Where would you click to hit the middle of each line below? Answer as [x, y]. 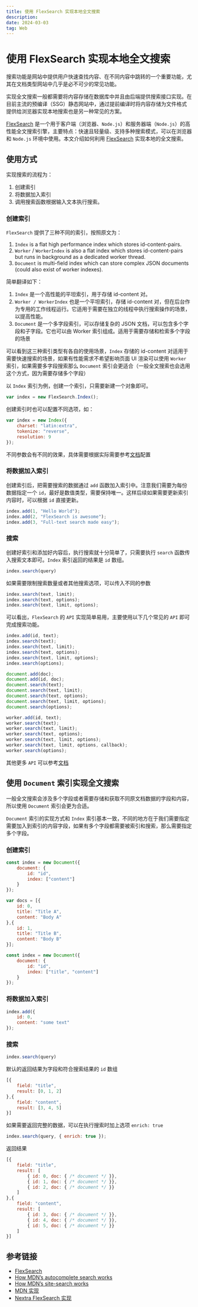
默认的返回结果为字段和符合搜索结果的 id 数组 [62, 1069]
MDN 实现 [27, 1291]
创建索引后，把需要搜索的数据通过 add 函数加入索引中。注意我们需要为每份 [97, 485]
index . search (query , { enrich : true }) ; [57, 1136]
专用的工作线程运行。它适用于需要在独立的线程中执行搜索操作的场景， [105, 309]
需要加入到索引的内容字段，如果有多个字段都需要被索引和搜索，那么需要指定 [99, 826]
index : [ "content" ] [51, 879]
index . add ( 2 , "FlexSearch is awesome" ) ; [57, 517]
